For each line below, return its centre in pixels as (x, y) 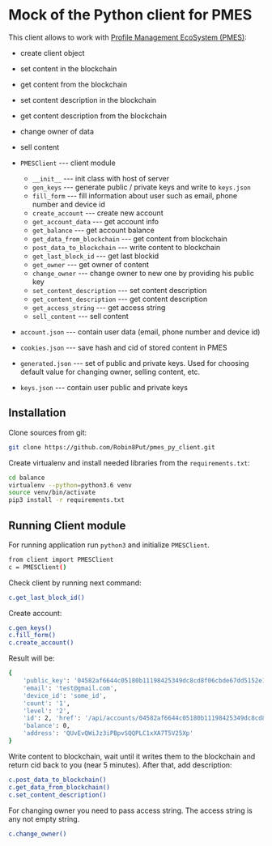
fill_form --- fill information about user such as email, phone (134, 195)
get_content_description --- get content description (120, 299)
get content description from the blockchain (93, 116)
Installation (37, 413)
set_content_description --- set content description (119, 290)
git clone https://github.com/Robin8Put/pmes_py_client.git (112, 447)
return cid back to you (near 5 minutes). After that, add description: (120, 765)
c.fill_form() (32, 636)
